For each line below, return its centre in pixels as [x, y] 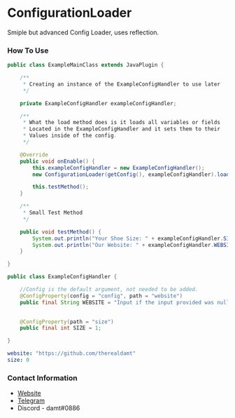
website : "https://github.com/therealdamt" [72, 353]
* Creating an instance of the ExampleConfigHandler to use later [121, 84]
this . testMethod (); [61, 187]
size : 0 [19, 360]
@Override [34, 155]
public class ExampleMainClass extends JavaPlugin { [86, 65]
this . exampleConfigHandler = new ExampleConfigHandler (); [119, 168]
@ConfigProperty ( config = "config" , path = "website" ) [101, 296]
